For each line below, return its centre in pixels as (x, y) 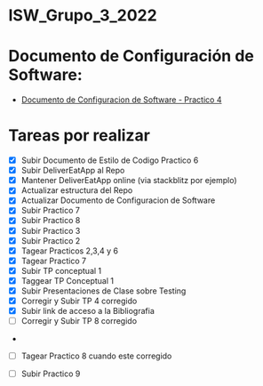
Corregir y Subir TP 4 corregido (79, 301)
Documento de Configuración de (131, 56)
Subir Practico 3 (51, 230)
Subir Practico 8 (51, 221)
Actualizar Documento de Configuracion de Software (118, 200)
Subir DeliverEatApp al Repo (73, 171)
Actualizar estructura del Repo (77, 190)
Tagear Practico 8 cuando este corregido (96, 356)
